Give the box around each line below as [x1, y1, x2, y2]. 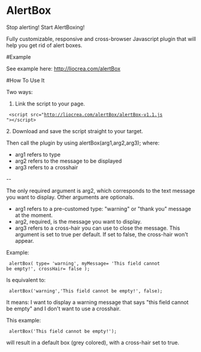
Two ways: [6, 88, 33, 95]
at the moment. [14, 212, 53, 219]
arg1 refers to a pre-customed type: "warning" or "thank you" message [14, 205, 191, 212]
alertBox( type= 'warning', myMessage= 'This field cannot [8, 260, 161, 266]
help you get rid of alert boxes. [6, 42, 82, 49]
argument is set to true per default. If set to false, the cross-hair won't [14, 230, 188, 238]
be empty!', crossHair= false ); [6, 266, 90, 272]
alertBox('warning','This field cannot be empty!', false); [8, 288, 163, 294]
